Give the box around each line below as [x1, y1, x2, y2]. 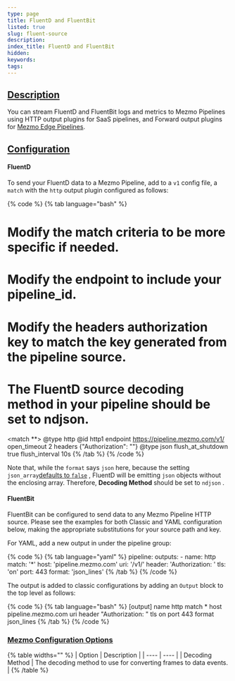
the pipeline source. [7, 349, 127, 365]
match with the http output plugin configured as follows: [7, 186, 169, 195]
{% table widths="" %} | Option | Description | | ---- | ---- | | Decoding [7, 651, 212, 660]
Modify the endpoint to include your [7, 272, 222, 288]
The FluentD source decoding [7, 381, 184, 397]
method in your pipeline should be [7, 396, 211, 412]
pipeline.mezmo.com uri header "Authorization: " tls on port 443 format [7, 610, 215, 618]
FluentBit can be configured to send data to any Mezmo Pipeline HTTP [7, 510, 212, 519]
